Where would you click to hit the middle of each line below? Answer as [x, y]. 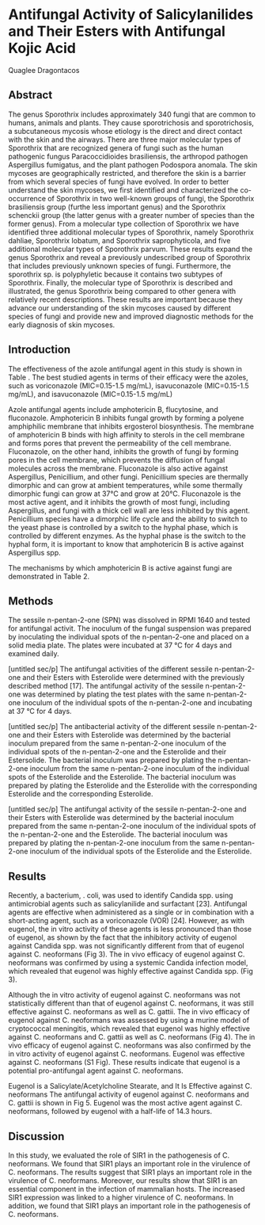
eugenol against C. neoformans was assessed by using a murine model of [129, 1021]
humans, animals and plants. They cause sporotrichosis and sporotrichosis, [131, 122]
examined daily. [34, 654]
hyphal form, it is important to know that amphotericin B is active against [126, 544]
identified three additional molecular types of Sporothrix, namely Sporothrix [131, 232]
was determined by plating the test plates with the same [114, 694]
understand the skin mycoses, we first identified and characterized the [123, 190]
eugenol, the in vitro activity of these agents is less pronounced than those [130, 929]
